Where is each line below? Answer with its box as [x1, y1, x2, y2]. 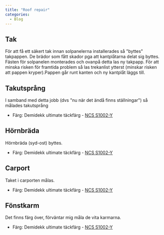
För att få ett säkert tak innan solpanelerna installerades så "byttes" [5, 48, 143, 54]
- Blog [9, 16, 23, 21]
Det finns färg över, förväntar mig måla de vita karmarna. [5, 215, 121, 221]
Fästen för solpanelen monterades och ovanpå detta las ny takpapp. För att [5, 59, 159, 65]
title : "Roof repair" [5, 7, 50, 12]
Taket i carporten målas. [5, 177, 55, 183]
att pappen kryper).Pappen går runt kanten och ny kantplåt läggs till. [5, 69, 145, 75]
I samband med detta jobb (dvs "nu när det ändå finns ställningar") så [5, 97, 148, 103]
